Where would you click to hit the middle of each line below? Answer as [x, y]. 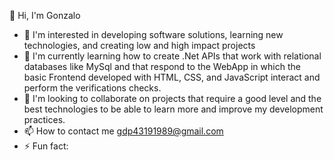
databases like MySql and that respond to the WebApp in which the [162, 66]
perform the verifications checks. [92, 88]
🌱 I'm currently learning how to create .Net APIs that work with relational [172, 56]
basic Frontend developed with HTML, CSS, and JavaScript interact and [172, 77]
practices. [44, 119]
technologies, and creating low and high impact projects [139, 45]
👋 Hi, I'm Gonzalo [45, 15]
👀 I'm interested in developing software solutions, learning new [153, 34]
